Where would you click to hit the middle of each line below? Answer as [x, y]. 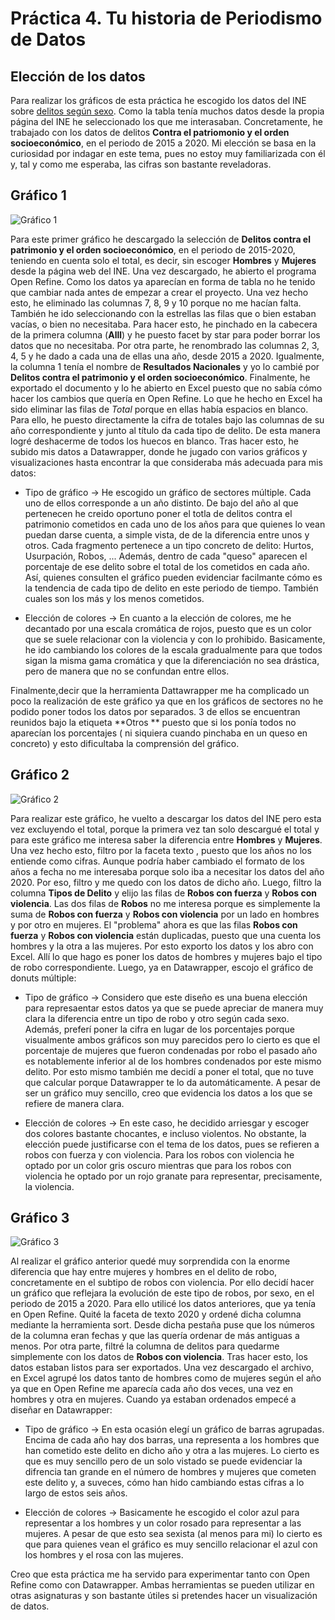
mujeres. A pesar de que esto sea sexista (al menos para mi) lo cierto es [173, 1534]
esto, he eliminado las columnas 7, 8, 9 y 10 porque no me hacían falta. [156, 303]
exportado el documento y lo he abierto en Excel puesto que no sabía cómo [166, 388]
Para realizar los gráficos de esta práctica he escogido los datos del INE [158, 100]
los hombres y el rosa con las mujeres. [104, 1555]
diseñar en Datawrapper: [61, 1410]
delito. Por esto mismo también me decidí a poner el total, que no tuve [169, 1071]
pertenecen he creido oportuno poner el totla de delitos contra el [158, 513]
